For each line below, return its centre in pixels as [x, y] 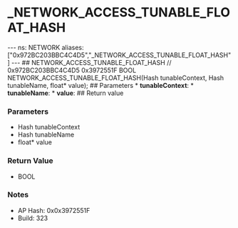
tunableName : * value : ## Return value [66, 93]
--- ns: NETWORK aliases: [46, 47]
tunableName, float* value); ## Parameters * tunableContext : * [101, 85]
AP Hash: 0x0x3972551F [54, 210]
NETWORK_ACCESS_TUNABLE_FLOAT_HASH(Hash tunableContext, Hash [116, 78]
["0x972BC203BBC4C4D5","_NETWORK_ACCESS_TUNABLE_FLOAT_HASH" [119, 55]
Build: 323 [33, 218]
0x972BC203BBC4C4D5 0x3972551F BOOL [72, 70]
